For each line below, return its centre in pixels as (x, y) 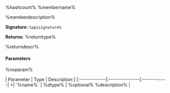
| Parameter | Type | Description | (40, 80)
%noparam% (19, 70)
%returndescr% (22, 47)
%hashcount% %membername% (40, 7)
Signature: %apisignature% (33, 27)
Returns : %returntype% (31, 37)
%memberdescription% (30, 17)
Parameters (18, 58)
